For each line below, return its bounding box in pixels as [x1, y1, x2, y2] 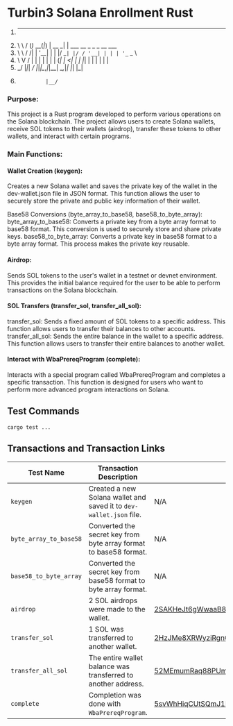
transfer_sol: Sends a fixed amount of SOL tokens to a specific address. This [7, 317, 226, 326]
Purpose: [7, 94, 40, 103]
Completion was [88, 690, 141, 700]
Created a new [88, 484, 137, 493]
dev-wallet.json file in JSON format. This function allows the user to [7, 189, 200, 198]
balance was [88, 661, 130, 671]
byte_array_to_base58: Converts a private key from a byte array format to [7, 217, 216, 226]
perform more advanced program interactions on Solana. [7, 385, 170, 394]
